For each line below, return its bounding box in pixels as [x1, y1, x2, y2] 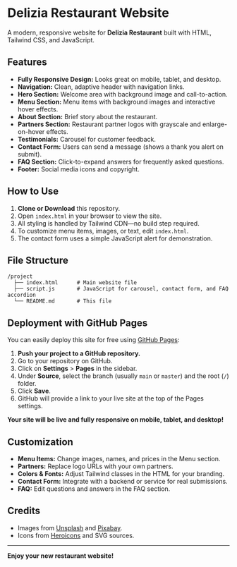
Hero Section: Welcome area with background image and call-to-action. [17, 90, 228, 98]
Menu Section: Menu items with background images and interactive [17, 97, 216, 106]
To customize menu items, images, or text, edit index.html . [17, 226, 189, 235]
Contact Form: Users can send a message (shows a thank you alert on [17, 142, 224, 151]
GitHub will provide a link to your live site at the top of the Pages [17, 394, 205, 403]
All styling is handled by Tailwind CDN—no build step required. [17, 219, 200, 227]
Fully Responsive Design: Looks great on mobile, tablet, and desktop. [17, 75, 221, 83]
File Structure [7, 254, 68, 266]
